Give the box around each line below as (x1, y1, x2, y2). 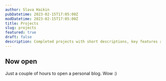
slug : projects (5, 26, 37, 30)
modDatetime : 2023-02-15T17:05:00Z (5, 16, 79, 21)
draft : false (5, 35, 32, 40)
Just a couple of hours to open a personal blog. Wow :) (5, 70, 117, 76)
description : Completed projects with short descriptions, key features (5, 39, 158, 44)
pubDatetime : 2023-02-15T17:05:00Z (5, 12, 79, 17)
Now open (5, 57, 38, 66)
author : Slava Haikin (5, 7, 50, 12)
